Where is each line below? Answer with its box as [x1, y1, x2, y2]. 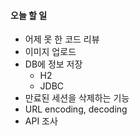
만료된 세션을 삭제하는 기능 [24, 92, 130, 104]
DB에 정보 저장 [24, 58, 83, 70]
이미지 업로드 [24, 46, 77, 58]
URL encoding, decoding [24, 103, 128, 115]
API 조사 [24, 115, 58, 127]
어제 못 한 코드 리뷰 [24, 33, 100, 45]
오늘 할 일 [10, 9, 48, 21]
